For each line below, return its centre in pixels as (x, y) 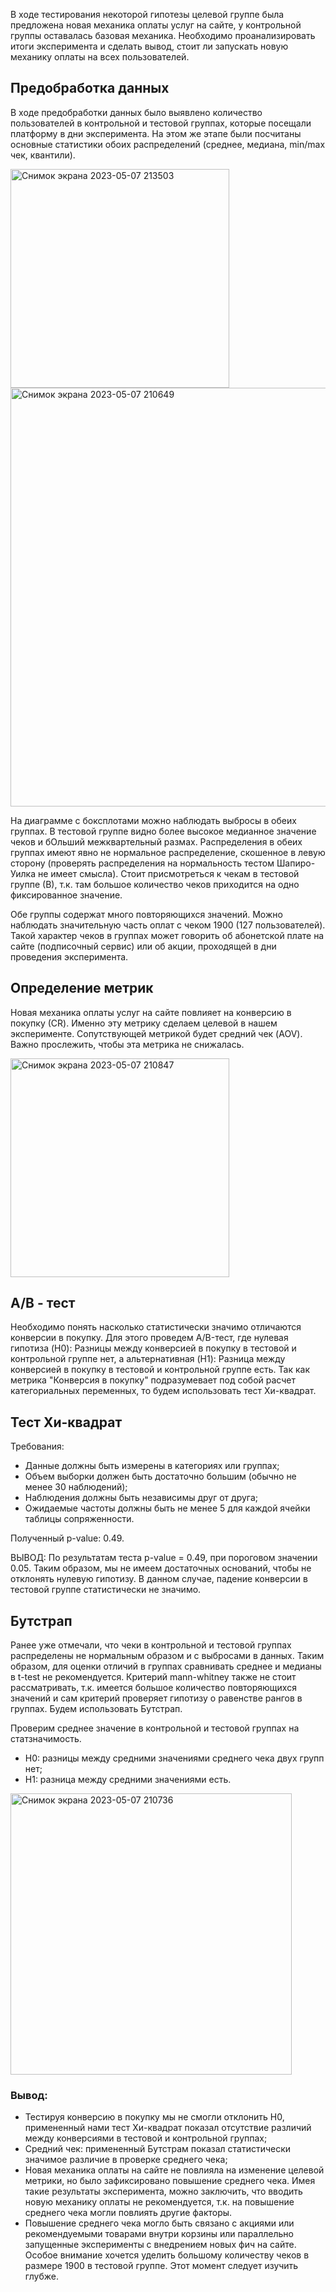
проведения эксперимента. (69, 956)
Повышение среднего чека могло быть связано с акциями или (159, 2223)
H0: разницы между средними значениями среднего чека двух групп (174, 1758)
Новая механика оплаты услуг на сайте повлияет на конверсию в (151, 1012)
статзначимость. (46, 1739)
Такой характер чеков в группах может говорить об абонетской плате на (167, 935)
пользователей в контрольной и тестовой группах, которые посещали (161, 123)
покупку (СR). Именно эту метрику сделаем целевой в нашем (144, 1023)
